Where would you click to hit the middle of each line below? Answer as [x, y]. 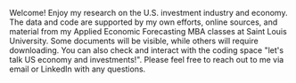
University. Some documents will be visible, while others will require [134, 41]
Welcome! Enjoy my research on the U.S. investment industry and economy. [148, 13]
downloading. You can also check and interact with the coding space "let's [146, 50]
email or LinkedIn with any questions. [78, 69]
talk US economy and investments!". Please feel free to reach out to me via [147, 60]
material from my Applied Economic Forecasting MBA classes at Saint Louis [148, 31]
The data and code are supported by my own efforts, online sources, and [144, 22]
